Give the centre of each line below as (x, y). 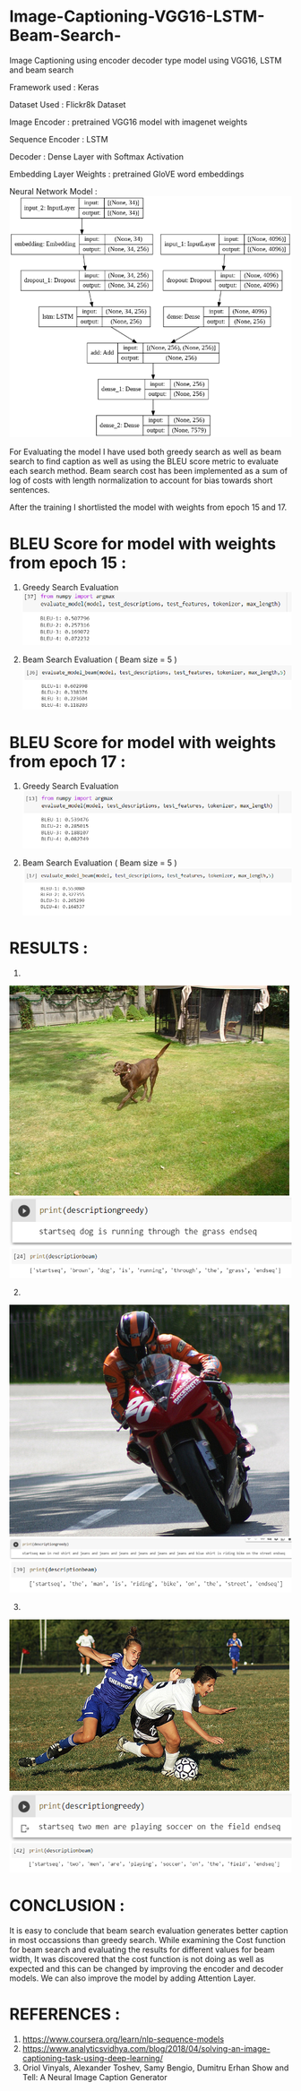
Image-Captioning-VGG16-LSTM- (137, 17)
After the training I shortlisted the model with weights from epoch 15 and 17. (148, 507)
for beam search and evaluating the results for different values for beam (142, 1949)
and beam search (42, 70)
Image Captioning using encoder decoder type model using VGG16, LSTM (146, 60)
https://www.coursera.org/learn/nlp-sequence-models (123, 2039)
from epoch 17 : (68, 761)
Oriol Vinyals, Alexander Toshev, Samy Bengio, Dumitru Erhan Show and (155, 2068)
